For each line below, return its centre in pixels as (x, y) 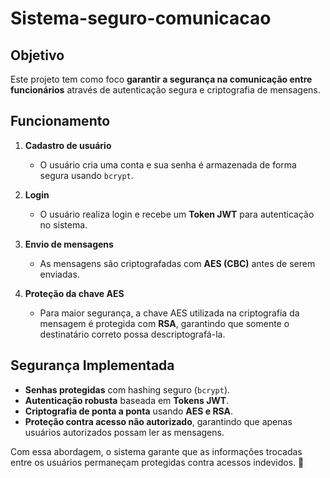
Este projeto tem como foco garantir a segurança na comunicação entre (161, 79)
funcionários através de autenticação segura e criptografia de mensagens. (165, 90)
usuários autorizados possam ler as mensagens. (124, 432)
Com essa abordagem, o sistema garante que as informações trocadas (156, 451)
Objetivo (37, 55)
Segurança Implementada (92, 365)
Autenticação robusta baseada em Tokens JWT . (127, 400)
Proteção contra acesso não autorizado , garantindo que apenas (158, 421)
